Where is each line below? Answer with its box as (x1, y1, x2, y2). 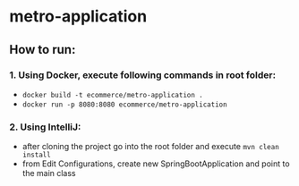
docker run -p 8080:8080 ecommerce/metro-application (21, 100, 227, 109)
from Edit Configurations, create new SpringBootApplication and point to (21, 158, 290, 169)
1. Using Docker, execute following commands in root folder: (9, 69, 276, 81)
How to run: (9, 42, 76, 57)
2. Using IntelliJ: (9, 121, 81, 133)
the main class (21, 168, 76, 179)
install (21, 150, 51, 160)
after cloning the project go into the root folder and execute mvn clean (21, 141, 279, 152)
